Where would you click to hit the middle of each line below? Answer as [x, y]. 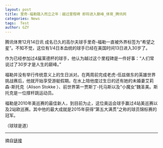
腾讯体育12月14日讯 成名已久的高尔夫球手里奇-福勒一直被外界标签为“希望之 [80, 42]
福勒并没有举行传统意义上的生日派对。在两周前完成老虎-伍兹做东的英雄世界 [81, 75]
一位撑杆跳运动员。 [37, 93]
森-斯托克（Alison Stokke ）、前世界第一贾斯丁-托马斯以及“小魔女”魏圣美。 [79, 87]
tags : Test [17, 23]
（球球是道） [18, 126]
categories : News [23, 18]
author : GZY [17, 28]
